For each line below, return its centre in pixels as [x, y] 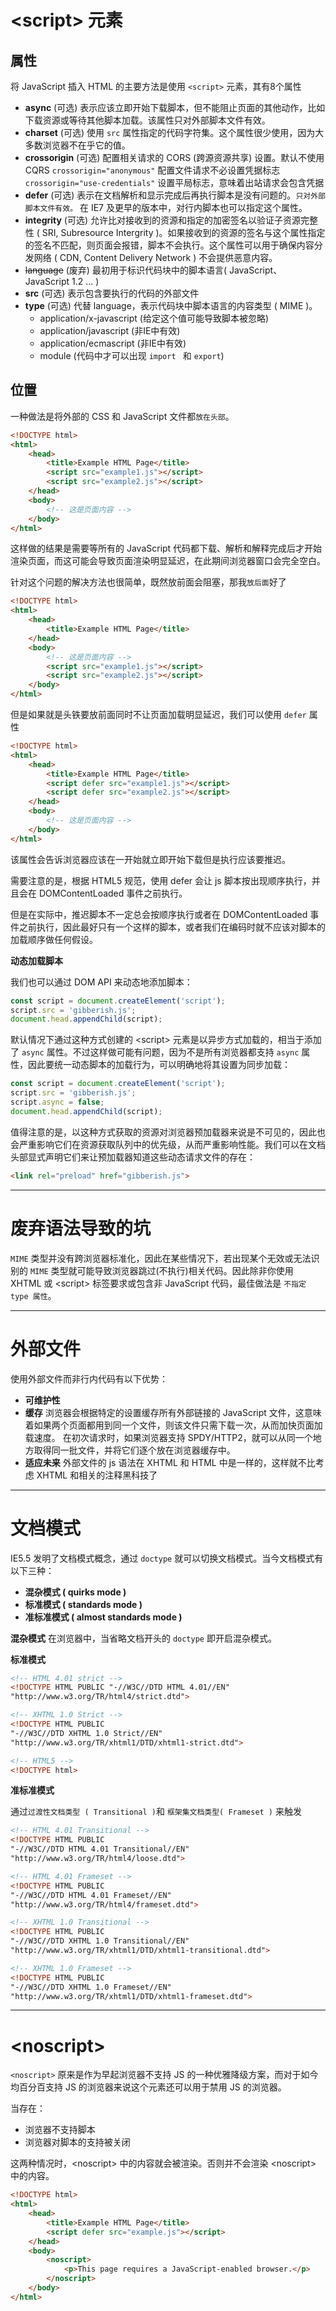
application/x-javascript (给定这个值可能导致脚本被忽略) [154, 318]
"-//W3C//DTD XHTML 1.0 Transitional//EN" [100, 1941]
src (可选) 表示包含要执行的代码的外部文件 [112, 293]
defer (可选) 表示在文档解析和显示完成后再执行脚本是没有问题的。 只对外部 [175, 195]
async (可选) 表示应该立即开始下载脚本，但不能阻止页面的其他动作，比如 [175, 107]
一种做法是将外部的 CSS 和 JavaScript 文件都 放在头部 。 [122, 416]
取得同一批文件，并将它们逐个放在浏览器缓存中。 [134, 1450]
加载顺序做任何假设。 [54, 939]
